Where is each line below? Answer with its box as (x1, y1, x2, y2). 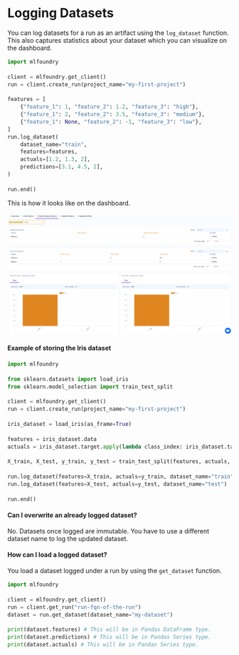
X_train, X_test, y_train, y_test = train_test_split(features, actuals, (7, 458, 231, 465)
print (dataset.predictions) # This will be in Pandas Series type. (7, 634, 212, 641)
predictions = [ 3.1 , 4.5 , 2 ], (20, 164, 103, 171)
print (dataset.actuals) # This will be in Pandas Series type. (7, 641, 199, 649)
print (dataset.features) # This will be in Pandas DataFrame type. (7, 626, 212, 634)
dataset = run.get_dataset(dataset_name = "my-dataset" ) (7, 611, 174, 618)
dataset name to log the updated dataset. (7, 534, 129, 543)
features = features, (20, 148, 78, 156)
